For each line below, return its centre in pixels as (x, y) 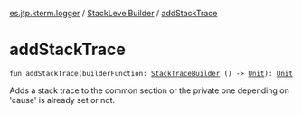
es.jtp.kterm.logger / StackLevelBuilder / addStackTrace (113, 13)
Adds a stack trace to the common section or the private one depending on (149, 90)
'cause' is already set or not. (62, 100)
